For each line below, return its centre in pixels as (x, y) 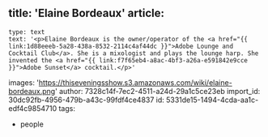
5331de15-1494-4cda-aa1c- (212, 100)
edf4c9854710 (33, 108)
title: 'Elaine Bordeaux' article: (86, 13)
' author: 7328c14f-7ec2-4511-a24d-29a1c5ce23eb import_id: (158, 91)
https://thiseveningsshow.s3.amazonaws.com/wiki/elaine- (135, 82)
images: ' (23, 82)
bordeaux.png (32, 91)
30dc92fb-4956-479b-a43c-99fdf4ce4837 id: (86, 100)
